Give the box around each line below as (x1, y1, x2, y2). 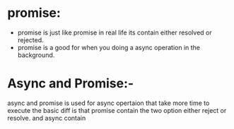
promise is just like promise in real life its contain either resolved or (17, 28, 212, 37)
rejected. (17, 35, 44, 44)
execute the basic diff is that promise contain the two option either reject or (7, 106, 227, 114)
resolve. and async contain (7, 113, 86, 122)
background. (17, 51, 55, 59)
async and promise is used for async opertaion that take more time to (7, 99, 210, 107)
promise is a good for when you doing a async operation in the (17, 43, 200, 51)
